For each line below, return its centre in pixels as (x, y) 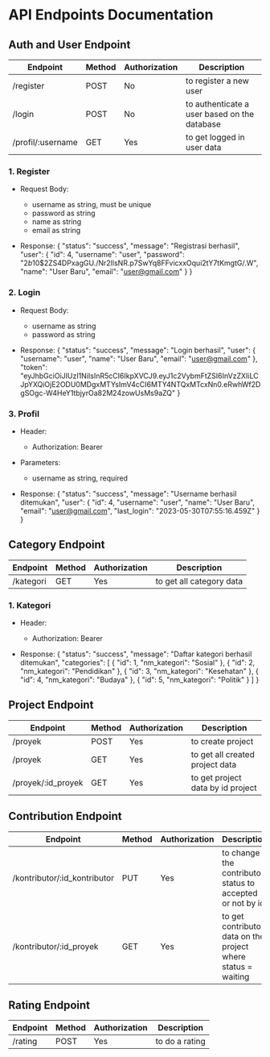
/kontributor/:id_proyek (55, 947)
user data (204, 147)
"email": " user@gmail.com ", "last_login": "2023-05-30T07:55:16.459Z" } (140, 510)
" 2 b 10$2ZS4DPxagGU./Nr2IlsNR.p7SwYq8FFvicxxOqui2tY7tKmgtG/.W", (139, 263)
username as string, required (80, 478)
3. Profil (24, 414)
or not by (239, 903)
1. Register (29, 171)
